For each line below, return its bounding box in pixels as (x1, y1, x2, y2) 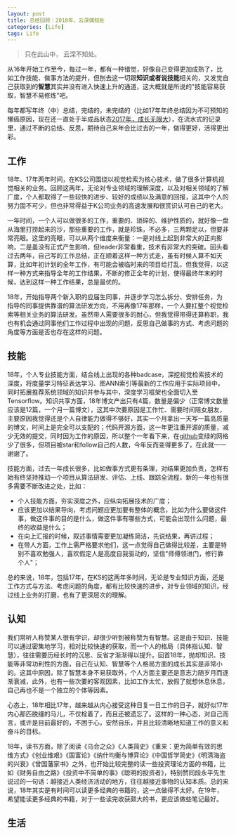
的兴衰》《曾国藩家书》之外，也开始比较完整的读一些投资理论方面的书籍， (7, 759, 220, 768)
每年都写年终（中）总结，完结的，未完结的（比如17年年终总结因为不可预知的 (7, 106, 229, 114)
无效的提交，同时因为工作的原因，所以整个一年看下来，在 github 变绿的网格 (13, 431, 229, 440)
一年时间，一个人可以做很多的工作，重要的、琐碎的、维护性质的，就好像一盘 (7, 216, 229, 225)
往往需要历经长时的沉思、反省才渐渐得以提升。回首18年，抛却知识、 (22, 650, 220, 659)
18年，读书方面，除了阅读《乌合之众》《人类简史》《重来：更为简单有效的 (7, 742, 217, 750)
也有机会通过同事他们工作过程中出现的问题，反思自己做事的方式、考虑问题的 (7, 319, 229, 327)
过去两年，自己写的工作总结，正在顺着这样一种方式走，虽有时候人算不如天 (7, 251, 223, 260)
